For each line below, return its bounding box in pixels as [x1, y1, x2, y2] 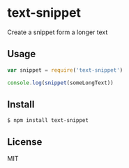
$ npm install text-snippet [7, 117, 89, 124]
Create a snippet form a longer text [7, 28, 108, 36]
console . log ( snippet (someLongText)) [7, 79, 114, 86]
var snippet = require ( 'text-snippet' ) [7, 66, 123, 74]
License [7, 136, 43, 148]
